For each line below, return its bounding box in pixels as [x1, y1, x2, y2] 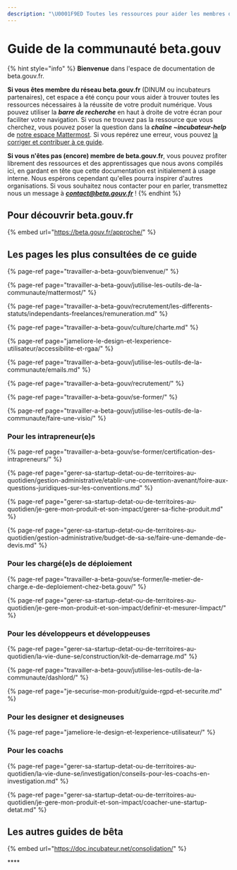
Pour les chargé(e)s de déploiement [7, 559, 133, 569]
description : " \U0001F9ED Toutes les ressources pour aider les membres [7, 10, 226, 18]
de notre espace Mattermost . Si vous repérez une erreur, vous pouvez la [7, 130, 219, 138]
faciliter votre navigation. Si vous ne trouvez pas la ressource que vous [7, 115, 214, 123]
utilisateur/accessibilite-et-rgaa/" [7, 344, 104, 353]
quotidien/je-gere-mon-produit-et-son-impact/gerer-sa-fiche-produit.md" [7, 505, 224, 514]
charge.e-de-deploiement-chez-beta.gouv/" [7, 582, 136, 591]
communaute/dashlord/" [7, 673, 79, 682]
